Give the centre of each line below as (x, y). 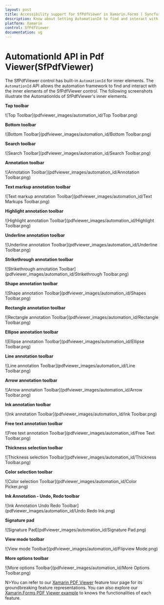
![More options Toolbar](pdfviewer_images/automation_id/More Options (77, 568)
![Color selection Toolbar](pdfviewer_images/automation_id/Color (71, 481)
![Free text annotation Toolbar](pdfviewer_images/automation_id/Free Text (80, 433)
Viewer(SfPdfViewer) (49, 67)
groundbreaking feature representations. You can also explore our (72, 587)
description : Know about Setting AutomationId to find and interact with (82, 19)
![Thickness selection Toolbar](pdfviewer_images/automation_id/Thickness (81, 457)
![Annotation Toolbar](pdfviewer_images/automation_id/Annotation (72, 172)
